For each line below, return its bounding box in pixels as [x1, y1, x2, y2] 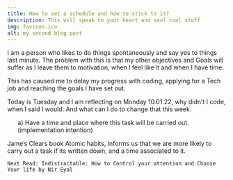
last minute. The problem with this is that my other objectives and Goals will [7, 56, 224, 65]
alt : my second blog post [7, 29, 82, 37]
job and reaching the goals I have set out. [7, 84, 126, 92]
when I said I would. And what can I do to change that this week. [7, 105, 192, 113]
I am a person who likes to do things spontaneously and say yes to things [7, 49, 218, 57]
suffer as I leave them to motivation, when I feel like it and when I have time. [7, 63, 225, 72]
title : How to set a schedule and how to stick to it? [7, 10, 170, 17]
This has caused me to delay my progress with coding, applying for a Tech [7, 77, 221, 85]
